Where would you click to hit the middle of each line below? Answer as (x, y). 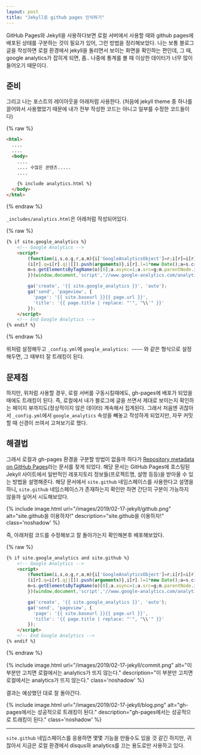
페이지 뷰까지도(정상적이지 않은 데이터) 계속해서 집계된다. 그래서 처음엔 (95, 408)
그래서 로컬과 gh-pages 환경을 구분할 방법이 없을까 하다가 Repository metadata (100, 459)
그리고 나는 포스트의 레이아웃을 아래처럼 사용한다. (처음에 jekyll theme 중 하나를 (99, 101)
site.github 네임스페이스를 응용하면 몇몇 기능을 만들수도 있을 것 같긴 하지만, (96, 738)
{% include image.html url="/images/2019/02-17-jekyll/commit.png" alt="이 (99, 665)
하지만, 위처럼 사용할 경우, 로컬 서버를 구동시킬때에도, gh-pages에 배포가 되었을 (99, 393)
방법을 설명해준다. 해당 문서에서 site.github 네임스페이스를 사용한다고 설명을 (103, 481)
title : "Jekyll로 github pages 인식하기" (55, 17)
